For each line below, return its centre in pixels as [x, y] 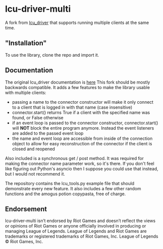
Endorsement [26, 209]
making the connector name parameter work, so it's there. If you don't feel [80, 163]
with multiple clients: [26, 92]
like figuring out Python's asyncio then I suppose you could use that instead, [82, 169]
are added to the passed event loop [48, 133]
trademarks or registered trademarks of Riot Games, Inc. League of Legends [82, 236]
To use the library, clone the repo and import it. [52, 55]
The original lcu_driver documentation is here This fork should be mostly [78, 82]
